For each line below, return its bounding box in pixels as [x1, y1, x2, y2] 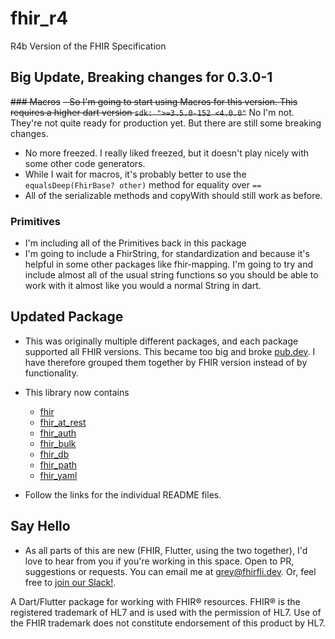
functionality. [24, 367, 79, 379]
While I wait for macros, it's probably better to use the [24, 168, 247, 180]
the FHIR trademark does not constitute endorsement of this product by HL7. [10, 617, 326, 629]
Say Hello [10, 518, 71, 535]
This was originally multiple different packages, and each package [24, 335, 299, 347]
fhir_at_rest [39, 416, 87, 428]
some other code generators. [24, 157, 146, 169]
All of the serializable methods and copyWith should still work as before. [24, 189, 323, 201]
